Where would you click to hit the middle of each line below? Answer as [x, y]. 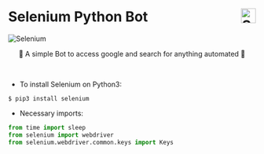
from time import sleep [47, 127]
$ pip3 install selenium [49, 98]
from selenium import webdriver [61, 135]
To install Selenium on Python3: [71, 84]
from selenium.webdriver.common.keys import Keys [91, 142]
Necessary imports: [51, 113]
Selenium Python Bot [78, 17]
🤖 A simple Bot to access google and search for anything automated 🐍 [132, 53]
